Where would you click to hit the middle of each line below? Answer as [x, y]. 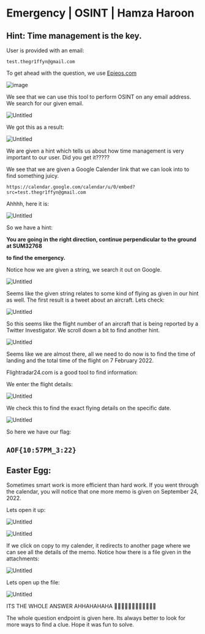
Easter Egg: [29, 470]
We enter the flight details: [40, 384]
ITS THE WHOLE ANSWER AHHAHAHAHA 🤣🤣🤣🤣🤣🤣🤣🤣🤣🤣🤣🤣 [81, 606]
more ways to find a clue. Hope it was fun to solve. [70, 625]
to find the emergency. [36, 258]
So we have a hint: [30, 227]
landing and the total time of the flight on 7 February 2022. [80, 361]
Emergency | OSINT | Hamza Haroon [100, 13]
